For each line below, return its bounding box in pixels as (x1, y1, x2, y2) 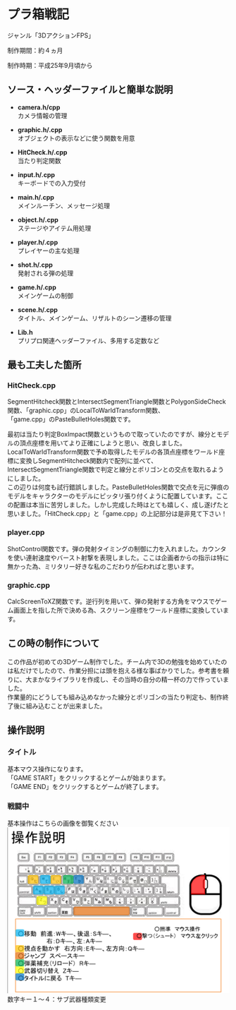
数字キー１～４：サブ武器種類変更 (7, 995, 106, 1004)
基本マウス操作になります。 (7, 764, 87, 773)
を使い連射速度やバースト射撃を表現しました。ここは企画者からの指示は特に (7, 553, 230, 562)
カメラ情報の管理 (17, 111, 68, 120)
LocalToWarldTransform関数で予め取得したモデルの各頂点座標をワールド (7, 447, 219, 456)
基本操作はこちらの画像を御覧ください (7, 819, 118, 827)
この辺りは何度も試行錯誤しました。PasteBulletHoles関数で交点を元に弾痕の (7, 483, 230, 491)
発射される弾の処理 (17, 269, 74, 277)
